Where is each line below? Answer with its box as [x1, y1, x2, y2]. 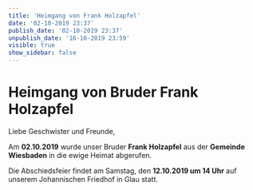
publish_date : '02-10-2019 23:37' [8, 26, 124, 34]
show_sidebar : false [8, 49, 77, 57]
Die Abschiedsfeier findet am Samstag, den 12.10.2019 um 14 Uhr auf [8, 165, 237, 176]
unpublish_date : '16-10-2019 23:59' [8, 34, 130, 42]
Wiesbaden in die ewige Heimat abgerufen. [8, 150, 152, 160]
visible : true [8, 42, 56, 49]
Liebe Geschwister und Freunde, [8, 126, 116, 136]
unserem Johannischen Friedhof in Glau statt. [8, 174, 158, 184]
